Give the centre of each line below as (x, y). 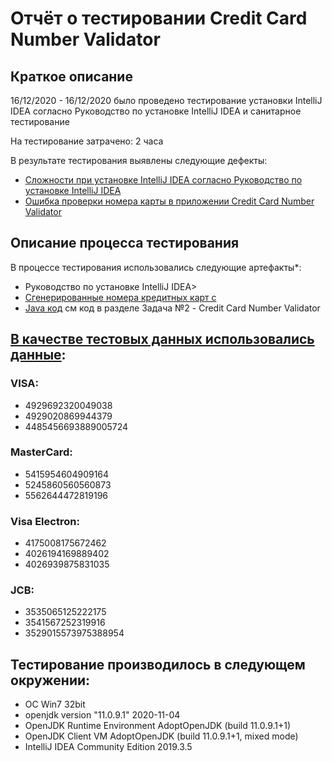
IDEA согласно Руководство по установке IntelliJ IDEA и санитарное (156, 111)
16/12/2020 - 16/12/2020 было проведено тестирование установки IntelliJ (166, 100)
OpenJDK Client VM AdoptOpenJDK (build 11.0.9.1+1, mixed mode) (161, 736)
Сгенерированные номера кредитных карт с (120, 297)
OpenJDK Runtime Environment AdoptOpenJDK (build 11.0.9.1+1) (158, 726)
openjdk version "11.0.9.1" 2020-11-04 (102, 715)
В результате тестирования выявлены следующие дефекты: (139, 160)
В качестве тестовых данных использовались (162, 339)
